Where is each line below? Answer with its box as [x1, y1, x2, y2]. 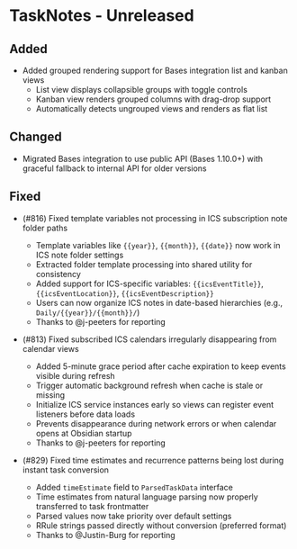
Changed [9, 130, 62, 145]
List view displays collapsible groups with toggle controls [35, 85, 247, 94]
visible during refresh [35, 370, 115, 381]
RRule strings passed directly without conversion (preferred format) [35, 519, 287, 531]
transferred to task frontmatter [35, 500, 149, 511]
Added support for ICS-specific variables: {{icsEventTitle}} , [35, 278, 264, 289]
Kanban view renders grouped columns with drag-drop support [35, 94, 272, 104]
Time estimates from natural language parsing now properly [35, 491, 258, 502]
